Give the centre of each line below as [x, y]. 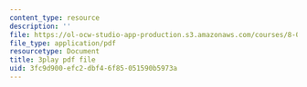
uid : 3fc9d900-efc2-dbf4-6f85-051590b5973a [94, 69]
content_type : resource [55, 18]
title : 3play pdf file [53, 60]
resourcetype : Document [55, 52]
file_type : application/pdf [63, 43]
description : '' [40, 26]
